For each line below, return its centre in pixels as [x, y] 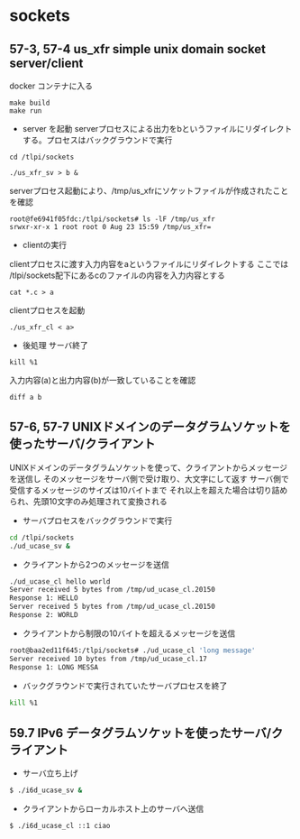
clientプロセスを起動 [47, 310]
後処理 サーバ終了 [55, 345]
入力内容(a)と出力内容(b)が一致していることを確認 [103, 380]
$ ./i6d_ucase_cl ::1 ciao [60, 826]
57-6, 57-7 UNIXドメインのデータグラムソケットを [150, 427]
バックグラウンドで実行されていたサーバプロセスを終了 [125, 686]
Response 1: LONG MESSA [54, 667]
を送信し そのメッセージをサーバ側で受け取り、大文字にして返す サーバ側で [150, 478]
